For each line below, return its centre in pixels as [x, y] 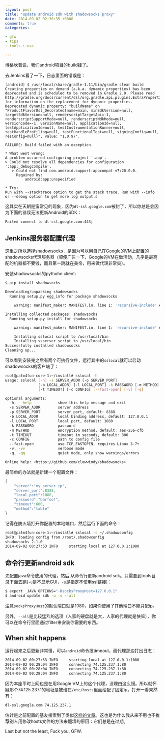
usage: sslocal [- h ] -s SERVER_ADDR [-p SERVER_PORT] [61, 380]
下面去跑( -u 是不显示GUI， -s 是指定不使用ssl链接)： [60, 582]
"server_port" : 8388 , [35, 490]
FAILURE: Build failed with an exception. [49, 145]
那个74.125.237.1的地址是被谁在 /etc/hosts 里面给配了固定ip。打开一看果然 [83, 690]
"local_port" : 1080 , [34, 495]
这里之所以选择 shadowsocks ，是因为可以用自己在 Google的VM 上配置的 [77, 251]
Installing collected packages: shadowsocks [51, 314]
